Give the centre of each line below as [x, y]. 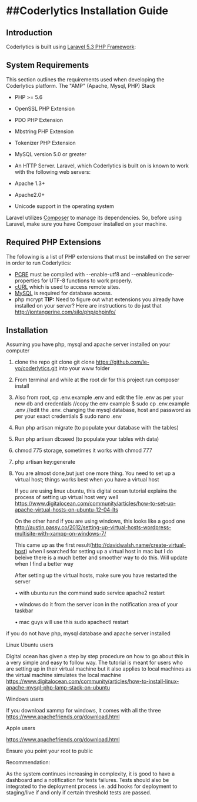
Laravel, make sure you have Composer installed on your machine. [87, 224]
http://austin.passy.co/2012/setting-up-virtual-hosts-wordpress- [93, 527]
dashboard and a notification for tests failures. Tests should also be [88, 780]
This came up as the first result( [53, 545]
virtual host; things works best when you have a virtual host [87, 480]
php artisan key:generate [45, 462]
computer [18, 351]
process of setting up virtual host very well [66, 497]
